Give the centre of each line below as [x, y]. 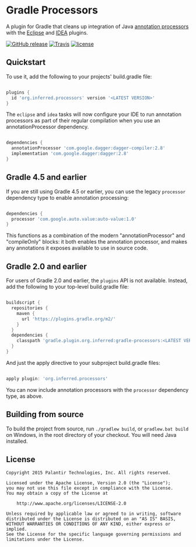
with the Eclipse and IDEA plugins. [47, 32]
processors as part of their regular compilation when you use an [83, 121]
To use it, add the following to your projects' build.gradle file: [79, 76]
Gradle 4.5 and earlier [46, 177]
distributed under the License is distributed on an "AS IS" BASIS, [91, 519]
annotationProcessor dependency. [48, 127]
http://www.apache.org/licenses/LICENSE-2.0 [71, 504]
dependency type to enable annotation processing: [67, 197]
